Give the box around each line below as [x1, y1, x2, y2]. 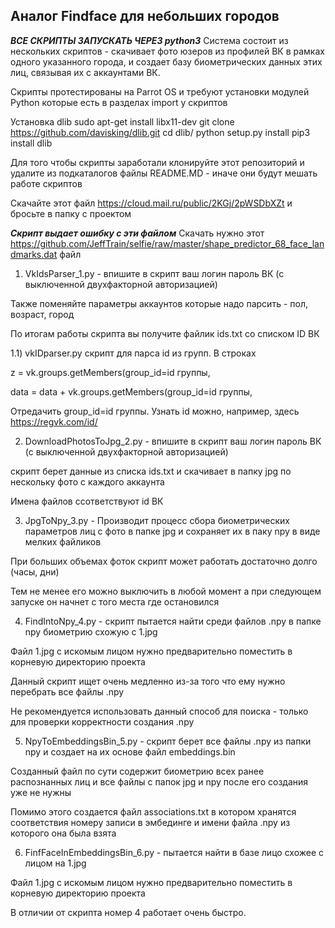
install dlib [10, 137, 53, 149]
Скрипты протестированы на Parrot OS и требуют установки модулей [10, 85, 310, 98]
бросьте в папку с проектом [10, 207, 132, 219]
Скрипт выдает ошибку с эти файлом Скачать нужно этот [10, 227, 265, 239]
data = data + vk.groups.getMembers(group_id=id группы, [10, 385, 253, 398]
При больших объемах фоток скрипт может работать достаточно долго [10, 555, 318, 567]
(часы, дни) [10, 565, 60, 578]
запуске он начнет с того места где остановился [10, 595, 220, 608]
